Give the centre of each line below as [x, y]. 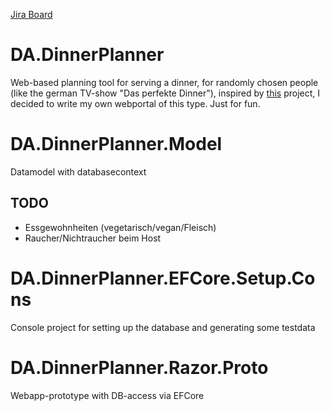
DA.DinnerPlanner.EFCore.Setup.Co [163, 278]
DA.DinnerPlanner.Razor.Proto [139, 367]
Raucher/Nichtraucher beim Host [93, 238]
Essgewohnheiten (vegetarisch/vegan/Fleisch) [120, 227]
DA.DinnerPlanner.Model [116, 144]
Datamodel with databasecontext [78, 171]
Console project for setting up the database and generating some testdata [163, 327]
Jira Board [31, 14]
